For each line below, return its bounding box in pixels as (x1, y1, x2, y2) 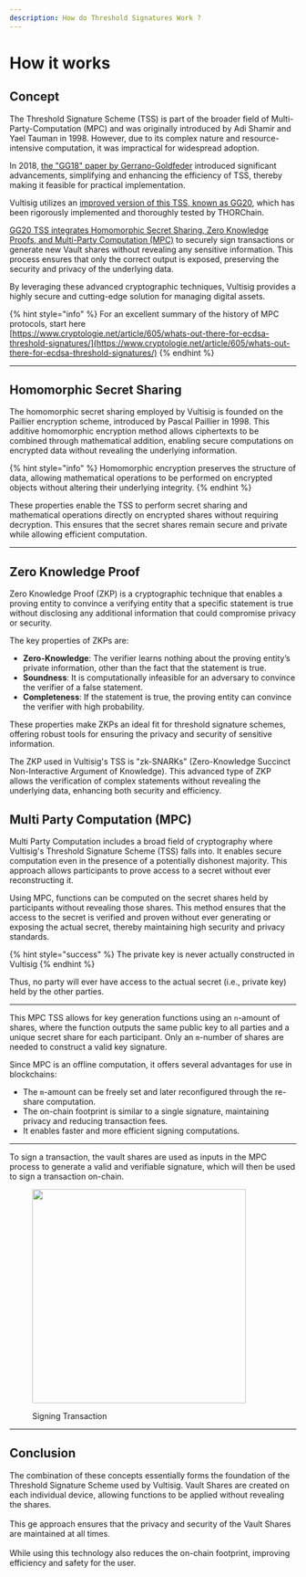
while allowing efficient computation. (9, 529, 148, 540)
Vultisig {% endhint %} (9, 959, 96, 970)
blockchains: (9, 1069, 57, 1080)
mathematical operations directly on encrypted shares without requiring (9, 510, 279, 520)
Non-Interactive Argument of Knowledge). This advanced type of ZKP (9, 766, 271, 777)
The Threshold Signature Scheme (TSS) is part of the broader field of (9, 113, 270, 124)
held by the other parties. (9, 986, 105, 997)
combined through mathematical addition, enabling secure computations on (9, 436, 294, 447)
